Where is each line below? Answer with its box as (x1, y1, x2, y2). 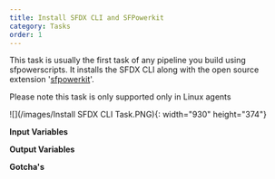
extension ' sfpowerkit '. (9, 74, 95, 85)
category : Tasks (9, 22, 71, 31)
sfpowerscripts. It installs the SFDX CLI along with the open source (9, 64, 260, 75)
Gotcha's (9, 162, 45, 173)
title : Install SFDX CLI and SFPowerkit (9, 13, 165, 23)
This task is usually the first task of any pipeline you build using (9, 55, 247, 66)
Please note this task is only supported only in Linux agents (9, 91, 231, 102)
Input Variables (9, 127, 68, 137)
